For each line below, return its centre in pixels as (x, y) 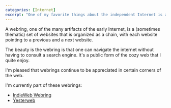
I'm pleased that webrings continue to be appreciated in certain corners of (83, 70)
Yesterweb (24, 100)
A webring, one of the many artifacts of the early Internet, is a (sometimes (83, 29)
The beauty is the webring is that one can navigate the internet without (80, 49)
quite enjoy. (18, 60)
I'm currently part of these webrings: (44, 85)
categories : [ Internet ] (31, 10)
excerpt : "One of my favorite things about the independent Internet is (84, 15)
